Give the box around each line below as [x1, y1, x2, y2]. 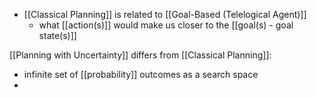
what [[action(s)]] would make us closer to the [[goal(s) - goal [38, 19, 294, 31]
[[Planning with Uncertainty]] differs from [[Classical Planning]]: [9, 49, 272, 61]
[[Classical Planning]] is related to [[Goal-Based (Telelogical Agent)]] [23, 9, 307, 20]
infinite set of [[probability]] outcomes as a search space [23, 69, 259, 80]
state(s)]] [38, 30, 77, 41]
